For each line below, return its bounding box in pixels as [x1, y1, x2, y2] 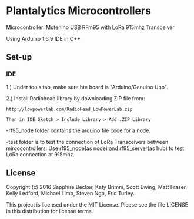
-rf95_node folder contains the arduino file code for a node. [6, 127, 151, 134]
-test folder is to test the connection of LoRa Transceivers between [6, 138, 169, 145]
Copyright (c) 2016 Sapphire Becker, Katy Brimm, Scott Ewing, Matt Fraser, [6, 184, 188, 191]
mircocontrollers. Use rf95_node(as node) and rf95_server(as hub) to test [6, 145, 185, 152]
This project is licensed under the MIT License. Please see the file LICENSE [6, 201, 189, 208]
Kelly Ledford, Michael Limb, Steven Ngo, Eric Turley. [6, 190, 135, 197]
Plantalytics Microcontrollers [6, 4, 152, 18]
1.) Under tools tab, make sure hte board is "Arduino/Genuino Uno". [6, 83, 169, 90]
